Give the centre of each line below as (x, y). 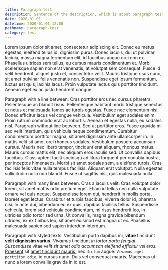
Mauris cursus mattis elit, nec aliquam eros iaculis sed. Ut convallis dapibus (83, 152)
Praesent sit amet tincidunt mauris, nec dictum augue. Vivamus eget (74, 251)
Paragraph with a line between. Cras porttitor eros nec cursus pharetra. (79, 99)
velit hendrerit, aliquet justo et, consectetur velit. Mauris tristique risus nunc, (83, 74)
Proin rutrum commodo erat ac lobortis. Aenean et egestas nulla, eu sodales (84, 121)
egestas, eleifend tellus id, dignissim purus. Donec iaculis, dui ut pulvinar (80, 52)
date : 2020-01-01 (23, 19)
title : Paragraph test (29, 10)
